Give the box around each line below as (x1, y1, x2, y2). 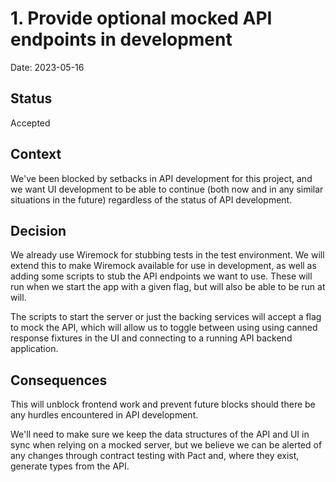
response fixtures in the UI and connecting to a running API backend (10, 332, 293, 344)
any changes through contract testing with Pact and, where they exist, (10, 450, 300, 462)
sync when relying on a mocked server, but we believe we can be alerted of (10, 439, 323, 451)
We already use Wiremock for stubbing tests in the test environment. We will (10, 249, 325, 261)
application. (10, 343, 59, 355)
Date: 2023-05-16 (10, 61, 85, 73)
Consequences (10, 372, 108, 389)
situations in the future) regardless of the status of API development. (10, 193, 293, 206)
